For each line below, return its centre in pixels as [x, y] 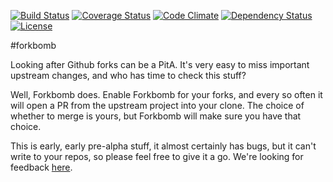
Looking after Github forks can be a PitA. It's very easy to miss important [160, 64]
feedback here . [41, 167]
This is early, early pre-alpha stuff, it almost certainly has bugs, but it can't [163, 146]
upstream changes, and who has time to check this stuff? [128, 75]
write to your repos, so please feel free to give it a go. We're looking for [157, 156]
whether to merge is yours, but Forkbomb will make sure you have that [156, 116]
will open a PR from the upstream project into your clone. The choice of [157, 105]
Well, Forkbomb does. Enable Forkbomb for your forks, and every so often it [166, 94]
